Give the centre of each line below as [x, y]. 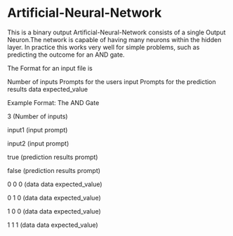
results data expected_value [48, 89]
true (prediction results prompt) [53, 157]
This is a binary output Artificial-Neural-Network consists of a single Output [116, 32]
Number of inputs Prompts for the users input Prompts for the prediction [112, 81]
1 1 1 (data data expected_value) [53, 225]
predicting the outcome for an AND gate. [66, 55]
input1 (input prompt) [38, 130]
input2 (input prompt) [38, 143]
